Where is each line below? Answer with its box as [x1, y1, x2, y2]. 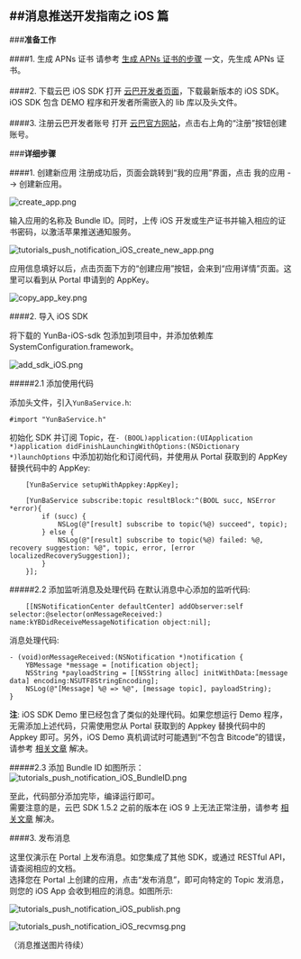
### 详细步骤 [9, 148, 57, 159]
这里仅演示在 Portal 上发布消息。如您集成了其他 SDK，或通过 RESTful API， [9, 851, 290, 863]
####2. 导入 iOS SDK [9, 310, 88, 322]
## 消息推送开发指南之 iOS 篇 [9, 8, 169, 24]
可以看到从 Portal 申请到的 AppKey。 [16, 274, 154, 285]
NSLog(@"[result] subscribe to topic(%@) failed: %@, [57, 535, 264, 544]
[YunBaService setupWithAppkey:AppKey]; [25, 480, 179, 489]
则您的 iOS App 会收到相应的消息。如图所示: [9, 885, 173, 896]
